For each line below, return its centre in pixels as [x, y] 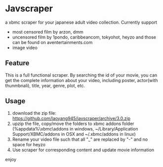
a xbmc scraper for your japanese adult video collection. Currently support [81, 22]
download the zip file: [34, 113]
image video [25, 47]
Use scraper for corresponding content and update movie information [83, 150]
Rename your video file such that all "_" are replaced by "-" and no [80, 139]
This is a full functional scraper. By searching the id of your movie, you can [81, 75]
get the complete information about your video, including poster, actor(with [81, 80]
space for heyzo [29, 144]
